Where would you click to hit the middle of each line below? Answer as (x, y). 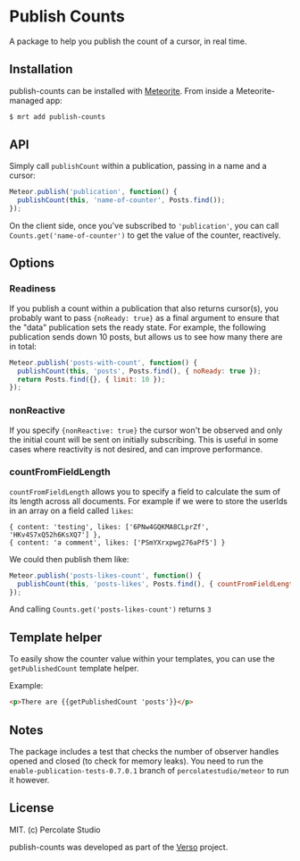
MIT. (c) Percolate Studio (55, 830)
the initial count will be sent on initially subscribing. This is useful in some (144, 439)
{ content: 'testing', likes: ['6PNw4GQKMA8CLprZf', (109, 527)
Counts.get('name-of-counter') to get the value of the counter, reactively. (145, 235)
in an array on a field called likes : (71, 511)
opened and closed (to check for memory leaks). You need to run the (136, 761)
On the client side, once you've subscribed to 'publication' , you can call (144, 226)
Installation (41, 69)
